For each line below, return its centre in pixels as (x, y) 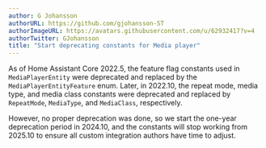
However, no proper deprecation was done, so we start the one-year (122, 118)
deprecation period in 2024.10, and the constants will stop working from (128, 127)
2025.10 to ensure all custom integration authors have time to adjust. (122, 136)
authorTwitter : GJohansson (54, 38)
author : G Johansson (43, 16)
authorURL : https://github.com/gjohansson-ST (86, 23)
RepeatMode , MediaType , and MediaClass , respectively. (95, 103)
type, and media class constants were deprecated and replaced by (120, 94)
